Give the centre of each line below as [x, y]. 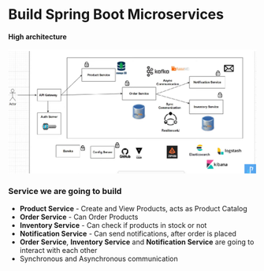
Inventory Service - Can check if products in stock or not [113, 225]
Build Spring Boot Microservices [116, 15]
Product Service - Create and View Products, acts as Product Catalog [134, 208]
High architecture [37, 36]
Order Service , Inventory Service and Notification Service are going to [137, 242]
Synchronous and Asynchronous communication [99, 258]
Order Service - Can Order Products [79, 217]
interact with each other [58, 250]
